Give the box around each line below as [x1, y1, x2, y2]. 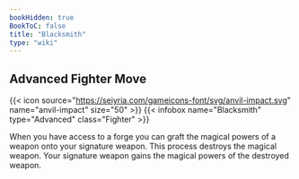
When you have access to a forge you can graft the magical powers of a [9, 132, 277, 142]
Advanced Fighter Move [9, 71, 147, 86]
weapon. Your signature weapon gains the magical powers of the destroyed [9, 150, 290, 161]
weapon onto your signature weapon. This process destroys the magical [9, 141, 277, 152]
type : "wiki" [9, 38, 58, 47]
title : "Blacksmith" [9, 30, 87, 38]
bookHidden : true [9, 13, 75, 22]
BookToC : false [9, 21, 66, 30]
